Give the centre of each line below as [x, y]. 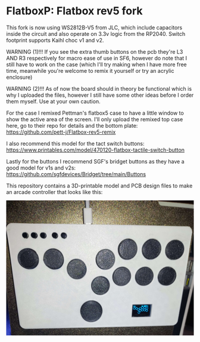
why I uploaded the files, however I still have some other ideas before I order [100, 95]
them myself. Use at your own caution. [53, 101]
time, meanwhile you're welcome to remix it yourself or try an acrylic [90, 70]
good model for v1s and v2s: [41, 168]
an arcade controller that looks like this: [54, 192]
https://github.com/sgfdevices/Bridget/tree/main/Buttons [76, 174]
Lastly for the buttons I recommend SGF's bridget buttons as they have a [95, 161]
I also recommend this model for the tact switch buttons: [75, 143]
